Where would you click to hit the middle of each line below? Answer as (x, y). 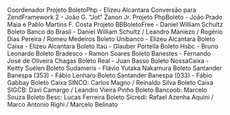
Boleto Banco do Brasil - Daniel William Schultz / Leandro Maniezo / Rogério (115, 31)
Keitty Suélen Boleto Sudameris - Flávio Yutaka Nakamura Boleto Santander (115, 68)
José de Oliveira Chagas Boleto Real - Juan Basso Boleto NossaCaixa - (108, 61)
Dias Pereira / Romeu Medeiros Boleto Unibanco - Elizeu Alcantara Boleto (111, 39)
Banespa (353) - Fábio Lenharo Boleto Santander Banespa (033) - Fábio (109, 75)
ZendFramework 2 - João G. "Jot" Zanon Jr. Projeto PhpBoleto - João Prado (115, 17)
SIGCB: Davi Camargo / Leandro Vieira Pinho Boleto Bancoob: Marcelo (107, 90)
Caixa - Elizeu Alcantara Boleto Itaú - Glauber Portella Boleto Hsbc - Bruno (113, 46)
